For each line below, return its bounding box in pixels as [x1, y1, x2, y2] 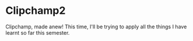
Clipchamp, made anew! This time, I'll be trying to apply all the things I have [5, 23, 187, 30]
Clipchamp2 [5, 4, 66, 17]
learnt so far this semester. [5, 29, 70, 36]
